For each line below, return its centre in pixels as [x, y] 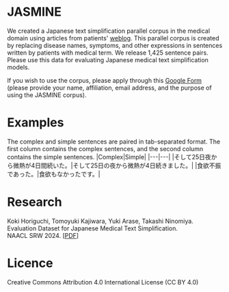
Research [35, 202]
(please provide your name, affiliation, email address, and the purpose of [109, 88]
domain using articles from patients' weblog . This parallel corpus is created [113, 38]
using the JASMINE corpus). [47, 95]
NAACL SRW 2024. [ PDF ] [43, 235]
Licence [30, 263]
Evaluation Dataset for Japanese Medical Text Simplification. [92, 228]
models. [18, 67]
